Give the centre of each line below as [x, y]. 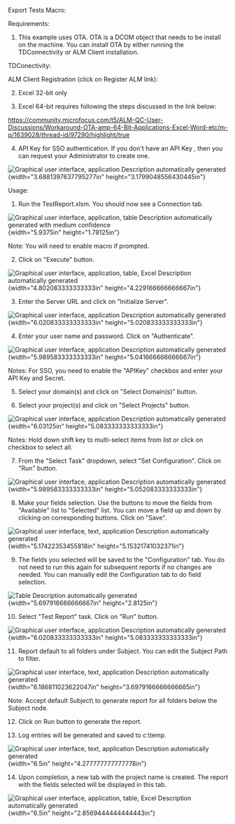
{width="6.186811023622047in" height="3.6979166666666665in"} [104, 687]
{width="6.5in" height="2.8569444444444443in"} [82, 813]
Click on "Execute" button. [56, 259]
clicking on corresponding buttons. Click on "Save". [92, 518]
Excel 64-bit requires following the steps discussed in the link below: [117, 106]
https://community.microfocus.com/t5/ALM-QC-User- [86, 120]
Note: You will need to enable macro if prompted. [79, 246]
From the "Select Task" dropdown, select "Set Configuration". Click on [119, 461]
